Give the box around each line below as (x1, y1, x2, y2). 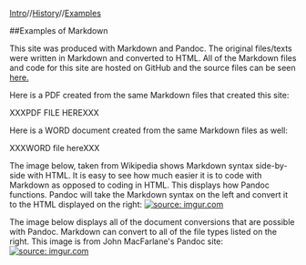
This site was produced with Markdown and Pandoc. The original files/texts (9, 43, 293, 54)
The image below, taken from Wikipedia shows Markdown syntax (9, 160, 254, 171)
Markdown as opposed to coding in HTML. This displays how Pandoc (9, 179, 270, 190)
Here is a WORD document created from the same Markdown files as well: (9, 125, 289, 136)
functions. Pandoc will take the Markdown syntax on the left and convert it (9, 189, 289, 199)
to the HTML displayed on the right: (9, 199, 143, 209)
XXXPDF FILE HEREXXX (9, 107, 100, 117)
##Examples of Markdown (9, 25, 108, 36)
